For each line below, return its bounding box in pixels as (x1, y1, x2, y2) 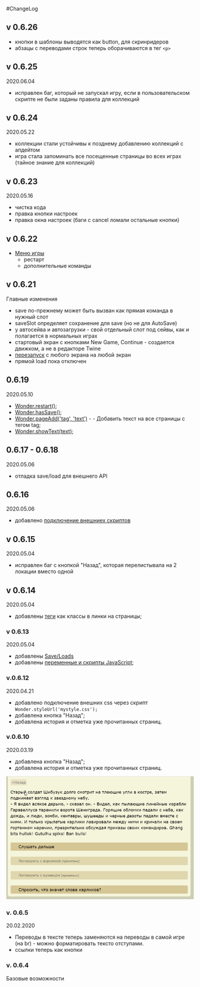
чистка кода (14, 204, 46, 211)
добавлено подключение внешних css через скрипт (14, 699, 148, 706)
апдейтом (14, 146, 40, 154)
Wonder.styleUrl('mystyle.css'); (14, 706, 98, 712)
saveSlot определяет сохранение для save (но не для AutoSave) (14, 319, 177, 327)
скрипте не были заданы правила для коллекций (14, 95, 140, 103)
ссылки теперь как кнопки (14, 946, 83, 954)
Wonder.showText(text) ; (14, 428, 74, 435)
